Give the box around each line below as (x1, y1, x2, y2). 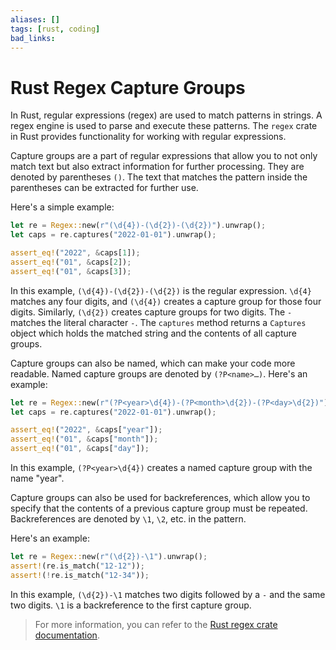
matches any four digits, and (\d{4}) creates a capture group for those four (10, 295, 322, 307)
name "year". (10, 472, 65, 485)
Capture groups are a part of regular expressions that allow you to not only (10, 150, 318, 162)
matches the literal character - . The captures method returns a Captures (10, 316, 307, 328)
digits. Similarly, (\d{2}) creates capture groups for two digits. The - (10, 306, 293, 318)
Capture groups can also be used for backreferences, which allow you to (10, 492, 311, 504)
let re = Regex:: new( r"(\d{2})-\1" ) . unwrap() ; (10, 552, 208, 562)
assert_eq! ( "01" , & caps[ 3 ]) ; (10, 266, 132, 276)
